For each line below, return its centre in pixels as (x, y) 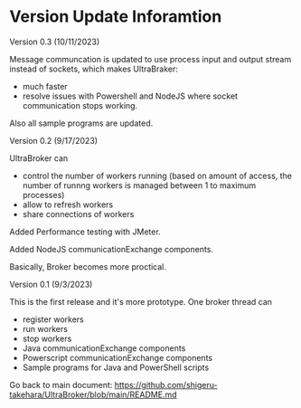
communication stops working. (80, 105)
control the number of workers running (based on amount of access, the (157, 176)
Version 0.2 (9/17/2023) (53, 140)
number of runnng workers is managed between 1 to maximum (139, 185)
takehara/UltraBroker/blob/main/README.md (93, 394)
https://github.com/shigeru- (166, 384)
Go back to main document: (61, 384)
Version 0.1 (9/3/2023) (51, 284)
